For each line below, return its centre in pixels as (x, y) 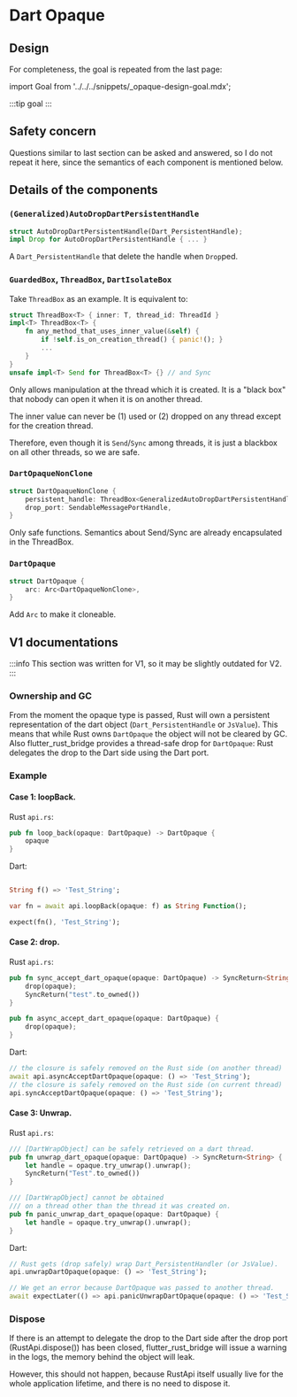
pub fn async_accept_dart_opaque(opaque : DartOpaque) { (114, 1019)
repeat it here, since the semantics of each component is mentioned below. (146, 162)
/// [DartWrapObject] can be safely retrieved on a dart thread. (132, 1149)
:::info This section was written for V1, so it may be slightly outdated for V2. (146, 664)
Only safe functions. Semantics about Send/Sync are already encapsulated (146, 533)
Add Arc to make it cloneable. (63, 614)
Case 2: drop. (34, 942)
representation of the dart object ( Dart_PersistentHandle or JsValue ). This (144, 725)
